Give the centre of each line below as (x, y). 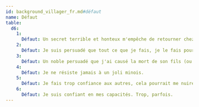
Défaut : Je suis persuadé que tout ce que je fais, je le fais (101, 51)
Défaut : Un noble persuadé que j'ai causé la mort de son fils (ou (107, 61)
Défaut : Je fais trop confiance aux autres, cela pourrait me (100, 84)
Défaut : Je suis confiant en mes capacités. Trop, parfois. (97, 95)
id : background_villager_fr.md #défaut (53, 12)
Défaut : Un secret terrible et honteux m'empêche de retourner (101, 39)
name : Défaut (22, 17)
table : (14, 23)
